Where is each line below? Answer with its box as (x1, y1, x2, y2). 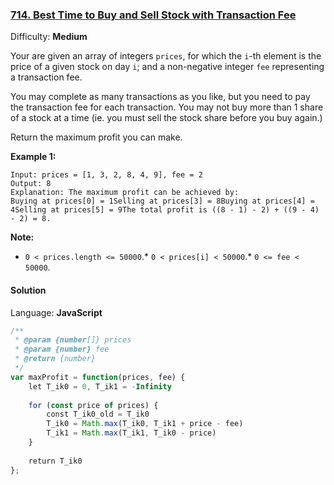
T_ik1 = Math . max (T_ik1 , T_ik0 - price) (46, 428, 217, 438)
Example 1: (10, 151, 57, 163)
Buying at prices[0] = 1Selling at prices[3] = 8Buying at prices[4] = (10, 196, 315, 207)
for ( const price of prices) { (28, 400, 159, 410)
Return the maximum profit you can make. (10, 131, 183, 143)
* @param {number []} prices (14, 335, 132, 345)
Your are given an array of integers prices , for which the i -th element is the (10, 50, 322, 62)
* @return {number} (14, 354, 97, 364)
